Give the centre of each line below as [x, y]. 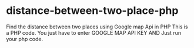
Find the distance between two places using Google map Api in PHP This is [97, 27]
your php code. [24, 39]
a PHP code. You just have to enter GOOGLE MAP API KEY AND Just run [93, 32]
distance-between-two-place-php [92, 11]
